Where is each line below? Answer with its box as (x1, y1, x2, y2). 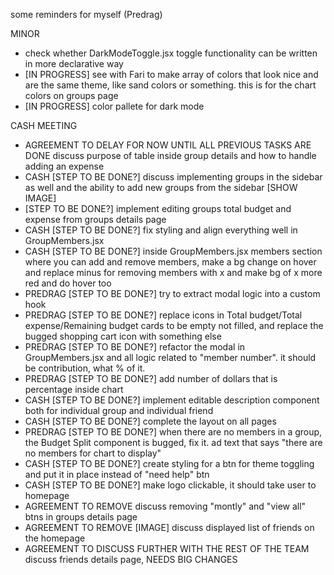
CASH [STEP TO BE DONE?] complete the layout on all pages (24, 415, 277, 427)
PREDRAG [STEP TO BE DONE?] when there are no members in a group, (24, 426, 323, 438)
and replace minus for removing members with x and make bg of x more (24, 267, 323, 278)
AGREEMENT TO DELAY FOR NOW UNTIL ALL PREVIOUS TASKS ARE (24, 139, 312, 151)
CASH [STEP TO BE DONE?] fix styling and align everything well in (24, 224, 298, 236)
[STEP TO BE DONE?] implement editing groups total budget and (24, 203, 292, 214)
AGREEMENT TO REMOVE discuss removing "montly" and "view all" (24, 500, 307, 512)
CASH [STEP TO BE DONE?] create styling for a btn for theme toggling (24, 458, 315, 469)
